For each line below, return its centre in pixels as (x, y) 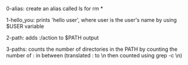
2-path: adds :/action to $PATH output (53, 38)
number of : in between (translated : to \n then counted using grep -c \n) (94, 55)
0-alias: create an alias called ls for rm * (55, 9)
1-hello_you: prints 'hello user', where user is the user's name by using (92, 20)
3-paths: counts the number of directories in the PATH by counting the (92, 49)
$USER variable (25, 26)
